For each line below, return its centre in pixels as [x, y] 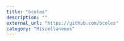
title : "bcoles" [27, 12]
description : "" [27, 17]
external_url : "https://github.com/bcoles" [63, 23]
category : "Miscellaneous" [41, 29]
